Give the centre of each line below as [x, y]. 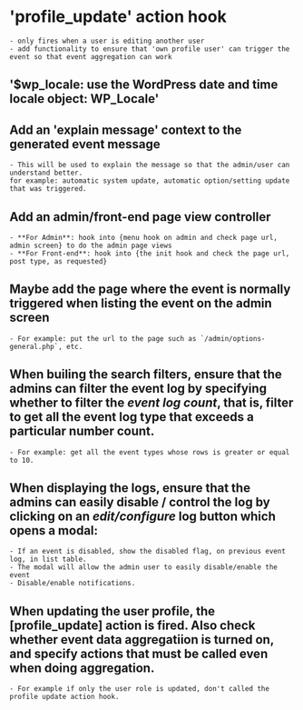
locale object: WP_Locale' [84, 99]
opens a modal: [54, 530]
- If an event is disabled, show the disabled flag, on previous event [147, 552]
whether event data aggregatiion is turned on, [142, 640]
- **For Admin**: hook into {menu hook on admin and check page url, [144, 237]
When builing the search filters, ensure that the [146, 375]
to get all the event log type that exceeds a [132, 417]
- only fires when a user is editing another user [107, 41]
